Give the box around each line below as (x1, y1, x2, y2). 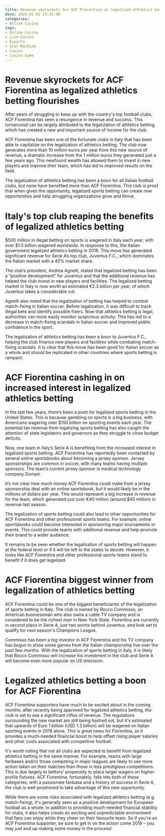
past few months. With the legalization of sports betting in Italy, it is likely (5, 647, 153, 653)
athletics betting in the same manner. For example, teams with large (5, 753, 142, 759)
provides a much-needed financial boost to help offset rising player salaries (5, 733, 158, 739)
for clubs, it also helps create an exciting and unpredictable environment (5, 810, 151, 816)
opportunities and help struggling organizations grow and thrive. (5, 193, 136, 199)
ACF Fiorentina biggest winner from (5, 575, 154, 586)
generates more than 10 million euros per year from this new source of (5, 147, 147, 153)
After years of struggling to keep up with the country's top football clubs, (5, 111, 153, 117)
